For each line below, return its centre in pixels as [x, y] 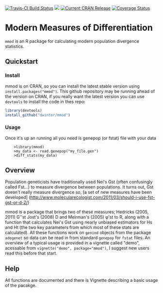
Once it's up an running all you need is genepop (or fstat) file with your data [81, 138]
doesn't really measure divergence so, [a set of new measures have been [78, 192]
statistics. [15, 46]
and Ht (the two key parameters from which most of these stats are [72, 227]
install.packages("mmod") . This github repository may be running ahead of [80, 91]
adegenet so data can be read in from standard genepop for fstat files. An [78, 238]
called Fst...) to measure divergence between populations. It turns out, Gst [79, 187]
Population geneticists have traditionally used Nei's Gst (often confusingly [79, 182]
